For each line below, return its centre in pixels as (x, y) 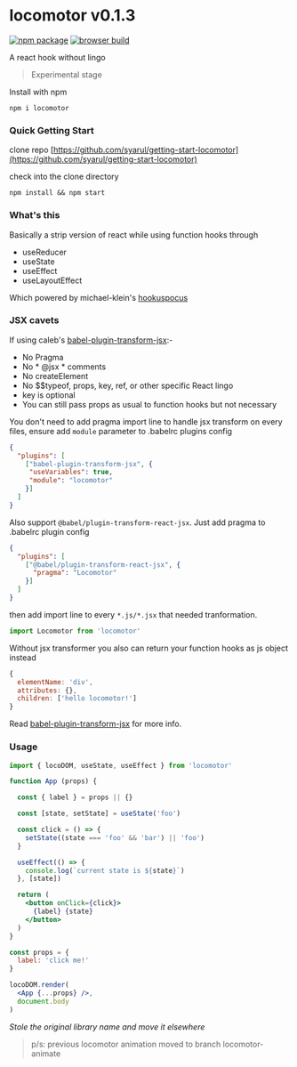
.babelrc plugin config (49, 531)
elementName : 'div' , (55, 682)
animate (46, 1053)
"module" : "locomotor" (71, 481)
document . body (43, 1001)
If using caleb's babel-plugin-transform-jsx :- (91, 340)
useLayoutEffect (52, 280)
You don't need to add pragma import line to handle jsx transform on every (146, 421)
